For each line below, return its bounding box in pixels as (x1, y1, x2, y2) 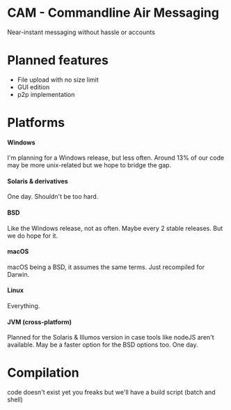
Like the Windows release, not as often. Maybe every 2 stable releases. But (7, 224, 223, 232)
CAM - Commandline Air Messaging (7, 5, 219, 21)
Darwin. (7, 270, 30, 278)
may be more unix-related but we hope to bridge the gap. (7, 161, 172, 169)
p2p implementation (17, 90, 75, 98)
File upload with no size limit (17, 75, 99, 84)
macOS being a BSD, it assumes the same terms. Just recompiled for (7, 263, 205, 271)
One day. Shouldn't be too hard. (7, 192, 99, 201)
